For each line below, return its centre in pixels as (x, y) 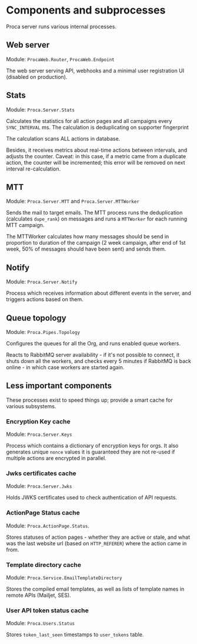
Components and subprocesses (86, 10)
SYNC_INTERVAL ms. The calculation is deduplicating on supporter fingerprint (98, 127)
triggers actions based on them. (45, 299)
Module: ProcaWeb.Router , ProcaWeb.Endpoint (60, 59)
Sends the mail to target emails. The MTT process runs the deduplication (94, 213)
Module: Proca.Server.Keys (39, 434)
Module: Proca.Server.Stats (41, 109)
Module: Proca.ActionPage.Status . (48, 525)
